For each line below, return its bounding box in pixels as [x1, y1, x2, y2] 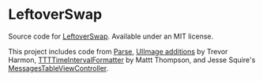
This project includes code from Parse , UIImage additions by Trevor [8, 46, 228, 56]
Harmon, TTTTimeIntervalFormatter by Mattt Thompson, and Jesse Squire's [8, 55, 256, 64]
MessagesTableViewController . [8, 63, 109, 72]
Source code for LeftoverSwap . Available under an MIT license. [8, 31, 214, 41]
